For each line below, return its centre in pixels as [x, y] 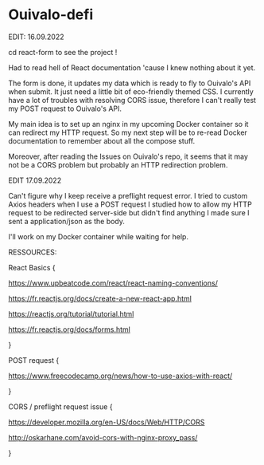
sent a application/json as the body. [67, 221]
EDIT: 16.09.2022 [36, 37]
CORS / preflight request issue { [60, 406]
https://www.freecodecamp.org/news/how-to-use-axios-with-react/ [120, 376]
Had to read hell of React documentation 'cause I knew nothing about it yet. [132, 67]
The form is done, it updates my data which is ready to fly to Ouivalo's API [130, 83]
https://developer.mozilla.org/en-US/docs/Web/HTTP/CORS [107, 422]
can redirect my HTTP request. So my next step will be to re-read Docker [128, 132]
